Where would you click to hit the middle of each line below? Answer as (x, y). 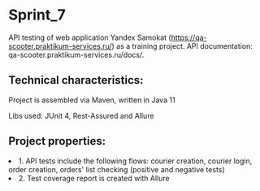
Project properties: (57, 141)
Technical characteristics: (76, 80)
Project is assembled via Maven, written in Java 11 (92, 100)
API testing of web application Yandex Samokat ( (90, 37)
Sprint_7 (37, 15)
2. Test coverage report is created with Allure (94, 178)
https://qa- (189, 37)
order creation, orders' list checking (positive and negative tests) (117, 169)
